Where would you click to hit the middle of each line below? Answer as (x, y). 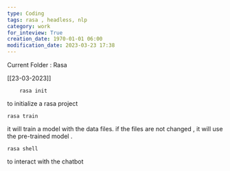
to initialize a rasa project (43, 103)
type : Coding (26, 13)
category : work (29, 26)
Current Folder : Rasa (37, 65)
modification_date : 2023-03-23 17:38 (61, 45)
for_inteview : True (35, 33)
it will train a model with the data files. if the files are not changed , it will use (115, 129)
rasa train (23, 116)
